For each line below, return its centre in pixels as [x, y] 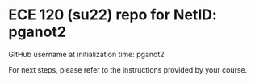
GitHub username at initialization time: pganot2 [86, 54]
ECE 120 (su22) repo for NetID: [113, 15]
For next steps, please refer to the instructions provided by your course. [128, 69]
